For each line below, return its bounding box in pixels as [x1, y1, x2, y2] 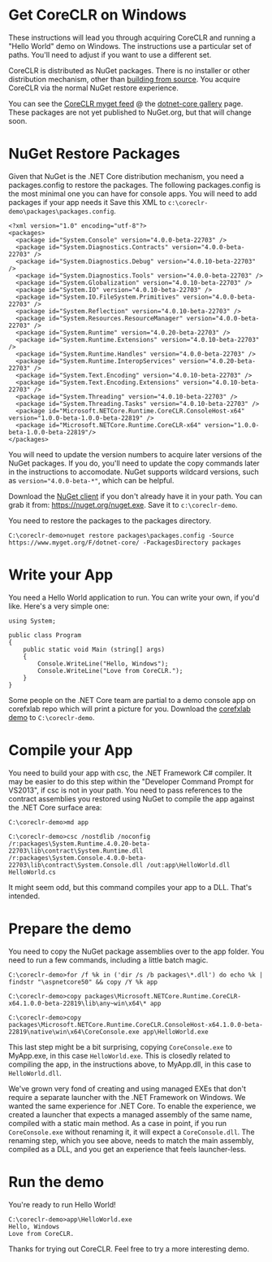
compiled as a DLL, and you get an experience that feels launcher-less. [8, 1144, 247, 1154]
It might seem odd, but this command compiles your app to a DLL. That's [8, 882, 253, 892]
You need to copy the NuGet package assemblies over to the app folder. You [8, 946, 265, 956]
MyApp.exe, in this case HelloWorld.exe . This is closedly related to [8, 1050, 231, 1060]
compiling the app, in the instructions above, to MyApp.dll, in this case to [8, 1059, 252, 1069]
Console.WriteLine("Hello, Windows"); [37, 659, 169, 668]
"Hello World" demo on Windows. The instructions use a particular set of [8, 41, 253, 50]
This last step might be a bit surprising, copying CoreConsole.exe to [8, 1041, 233, 1051]
